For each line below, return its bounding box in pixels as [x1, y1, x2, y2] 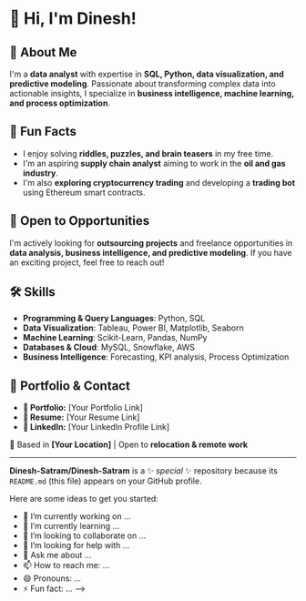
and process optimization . [9, 97, 111, 108]
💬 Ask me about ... [22, 550, 92, 561]
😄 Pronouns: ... [22, 573, 82, 584]
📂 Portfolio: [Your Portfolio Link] [22, 402, 144, 413]
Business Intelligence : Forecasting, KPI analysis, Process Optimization [22, 351, 290, 362]
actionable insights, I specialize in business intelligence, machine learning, [9, 88, 294, 98]
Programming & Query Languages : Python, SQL [22, 313, 206, 324]
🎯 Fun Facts [9, 124, 77, 139]
